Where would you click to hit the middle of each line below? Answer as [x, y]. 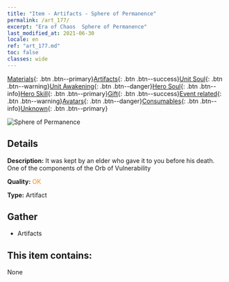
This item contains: [50, 255]
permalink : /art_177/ [39, 20]
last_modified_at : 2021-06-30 [51, 33]
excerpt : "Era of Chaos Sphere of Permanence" [77, 26]
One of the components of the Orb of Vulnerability [79, 168]
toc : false [23, 53]
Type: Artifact [27, 195]
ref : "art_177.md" [34, 46]
